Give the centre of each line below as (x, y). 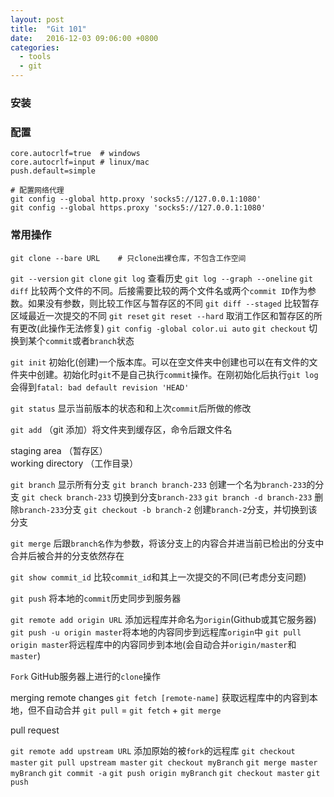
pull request (35, 730)
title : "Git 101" (48, 29)
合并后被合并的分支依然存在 (67, 555)
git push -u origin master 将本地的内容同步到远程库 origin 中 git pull (156, 632)
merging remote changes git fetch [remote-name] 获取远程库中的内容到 (160, 697)
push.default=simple (53, 171)
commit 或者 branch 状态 (90, 340)
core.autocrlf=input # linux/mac (80, 162)
